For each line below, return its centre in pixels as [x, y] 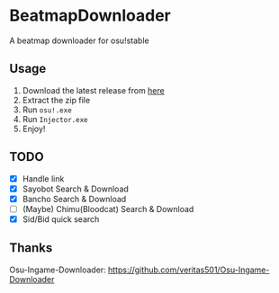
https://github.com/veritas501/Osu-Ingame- [189, 270]
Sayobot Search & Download [75, 189]
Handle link [43, 178]
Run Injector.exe [55, 119]
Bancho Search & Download [74, 199]
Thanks [31, 248]
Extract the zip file [56, 100]
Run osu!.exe [47, 110]
